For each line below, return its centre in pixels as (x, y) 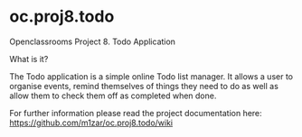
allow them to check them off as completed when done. (113, 96)
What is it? (29, 59)
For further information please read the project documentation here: (136, 113)
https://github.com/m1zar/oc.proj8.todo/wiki (91, 123)
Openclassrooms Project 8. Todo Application (93, 41)
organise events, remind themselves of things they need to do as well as (144, 86)
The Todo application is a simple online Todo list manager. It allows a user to (151, 76)
